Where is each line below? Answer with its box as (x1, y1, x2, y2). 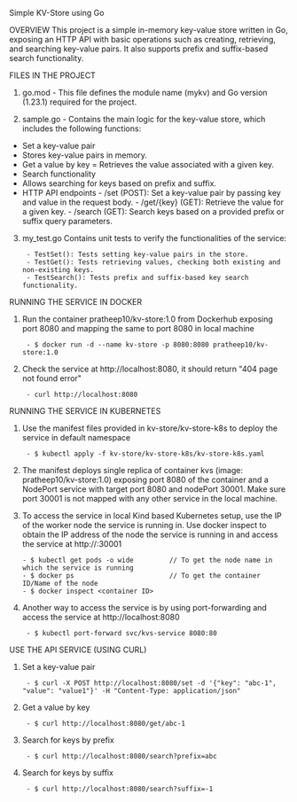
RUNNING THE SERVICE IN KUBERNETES (9, 406, 161, 416)
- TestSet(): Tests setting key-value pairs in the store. (26, 250, 249, 259)
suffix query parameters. (21, 216, 113, 226)
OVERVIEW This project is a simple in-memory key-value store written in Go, (9, 25, 288, 35)
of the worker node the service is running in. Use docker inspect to (21, 520, 268, 530)
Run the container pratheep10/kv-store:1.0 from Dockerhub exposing (21, 314, 273, 324)
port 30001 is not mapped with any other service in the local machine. (21, 494, 277, 503)
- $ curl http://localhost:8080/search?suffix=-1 (26, 784, 214, 793)
